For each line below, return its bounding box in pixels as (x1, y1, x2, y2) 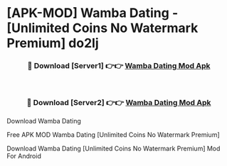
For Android (6, 151, 42, 160)
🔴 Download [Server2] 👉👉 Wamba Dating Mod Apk (26, 98, 211, 108)
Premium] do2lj (6, 35, 99, 51)
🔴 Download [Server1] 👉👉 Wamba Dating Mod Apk (27, 61, 211, 71)
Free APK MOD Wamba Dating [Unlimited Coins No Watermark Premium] (6, 130, 220, 139)
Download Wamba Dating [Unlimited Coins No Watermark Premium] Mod (6, 144, 221, 153)
